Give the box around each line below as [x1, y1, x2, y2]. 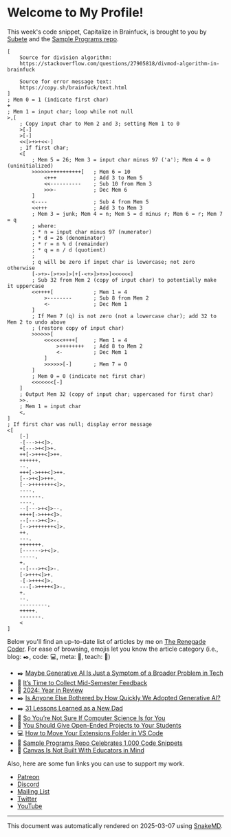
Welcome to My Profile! [7, 5, 144, 21]
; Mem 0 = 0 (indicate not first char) [32, 372, 146, 379]
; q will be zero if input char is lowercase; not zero [32, 258, 195, 265]
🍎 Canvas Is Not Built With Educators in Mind [16, 746, 144, 754]
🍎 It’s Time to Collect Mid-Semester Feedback [16, 678, 148, 687]
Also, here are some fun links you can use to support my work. [7, 759, 185, 768]
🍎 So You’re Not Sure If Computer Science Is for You [16, 713, 166, 722]
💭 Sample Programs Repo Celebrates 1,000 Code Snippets [16, 739, 184, 747]
